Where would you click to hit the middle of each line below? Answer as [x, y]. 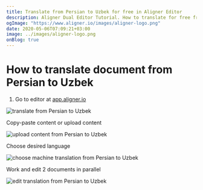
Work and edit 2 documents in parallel [53, 169]
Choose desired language [38, 146]
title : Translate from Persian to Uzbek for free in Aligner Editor [94, 12]
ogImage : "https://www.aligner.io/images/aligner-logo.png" [84, 23]
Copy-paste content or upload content [54, 122]
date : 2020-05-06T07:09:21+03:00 [48, 29]
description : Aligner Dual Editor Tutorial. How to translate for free [98, 17]
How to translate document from [89, 70]
